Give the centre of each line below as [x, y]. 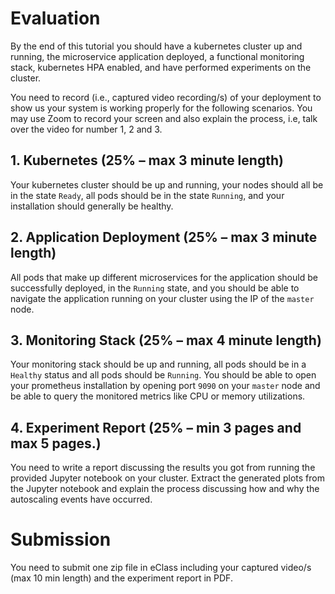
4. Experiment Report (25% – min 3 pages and [156, 427]
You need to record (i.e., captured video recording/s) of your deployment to [166, 97]
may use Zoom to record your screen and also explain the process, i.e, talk [164, 118]
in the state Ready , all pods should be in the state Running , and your [147, 195]
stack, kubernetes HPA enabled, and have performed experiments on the [161, 67]
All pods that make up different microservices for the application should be [164, 277]
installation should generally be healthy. [92, 206]
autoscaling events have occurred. [81, 499]
